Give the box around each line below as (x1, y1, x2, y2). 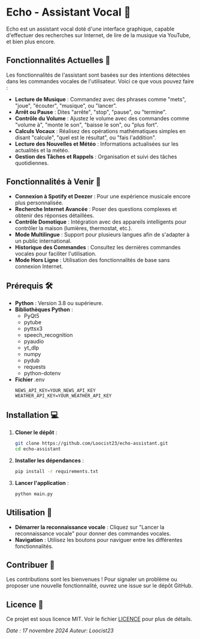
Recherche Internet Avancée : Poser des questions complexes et (14, 205, 177, 212)
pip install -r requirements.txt (14, 468, 99, 474)
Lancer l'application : (14, 479, 69, 486)
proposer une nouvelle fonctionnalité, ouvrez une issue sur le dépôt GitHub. (6, 582, 193, 589)
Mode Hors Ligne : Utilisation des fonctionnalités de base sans (14, 256, 170, 263)
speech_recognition (23, 331, 73, 339)
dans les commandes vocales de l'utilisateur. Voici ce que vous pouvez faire (6, 77, 195, 85)
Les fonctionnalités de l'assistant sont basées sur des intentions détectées (6, 71, 190, 79)
